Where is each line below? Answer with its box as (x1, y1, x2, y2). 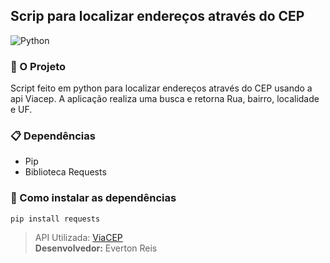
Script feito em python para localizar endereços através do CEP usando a (10, 82, 313, 94)
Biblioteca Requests (24, 166, 107, 178)
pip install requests (10, 214, 101, 224)
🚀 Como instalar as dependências (10, 191, 177, 205)
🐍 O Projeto (10, 59, 67, 73)
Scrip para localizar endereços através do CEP (10, 8, 305, 25)
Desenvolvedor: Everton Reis (34, 242, 158, 254)
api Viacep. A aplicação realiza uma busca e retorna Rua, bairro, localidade (10, 93, 320, 105)
